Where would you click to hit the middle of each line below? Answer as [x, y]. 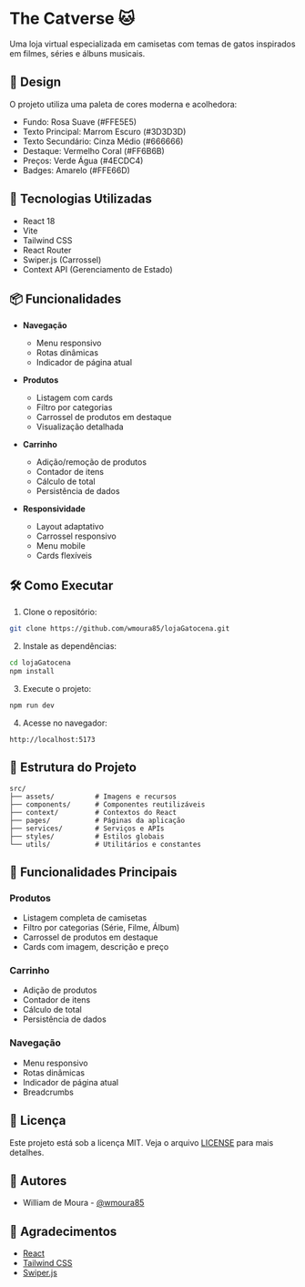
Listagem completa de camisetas [85, 918]
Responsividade [54, 509]
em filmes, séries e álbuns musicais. [77, 53]
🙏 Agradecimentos [63, 1231]
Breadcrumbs [48, 1092]
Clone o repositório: [60, 612]
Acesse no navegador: [65, 723]
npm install [32, 671]
